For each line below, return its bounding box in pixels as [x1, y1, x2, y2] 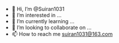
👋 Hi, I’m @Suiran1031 [11, 6, 65, 12]
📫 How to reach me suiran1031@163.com [11, 31, 113, 37]
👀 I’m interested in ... [11, 12, 62, 19]
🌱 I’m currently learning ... [11, 18, 75, 24]
